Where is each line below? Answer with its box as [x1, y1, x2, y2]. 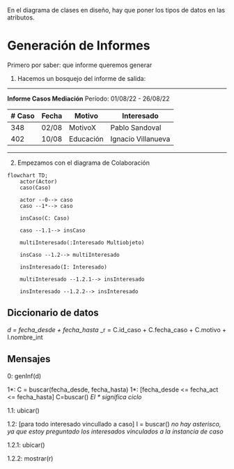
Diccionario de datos [7, 307, 99, 319]
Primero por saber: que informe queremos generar [7, 61, 153, 69]
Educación [68, 134, 104, 144]
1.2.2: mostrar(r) [7, 454, 54, 463]
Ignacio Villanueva [110, 134, 171, 144]
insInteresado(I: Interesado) [19, 263, 108, 271]
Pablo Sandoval [110, 122, 162, 132]
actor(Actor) [19, 178, 58, 185]
